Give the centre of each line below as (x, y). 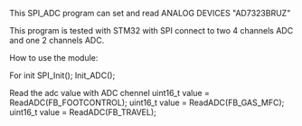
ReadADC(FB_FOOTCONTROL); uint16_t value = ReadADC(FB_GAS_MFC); (147, 102)
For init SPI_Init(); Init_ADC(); (62, 75)
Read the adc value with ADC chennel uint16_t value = (110, 93)
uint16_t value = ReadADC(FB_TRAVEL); (83, 112)
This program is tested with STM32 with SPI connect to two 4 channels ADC (151, 30)
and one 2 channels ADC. (57, 40)
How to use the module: (54, 58)
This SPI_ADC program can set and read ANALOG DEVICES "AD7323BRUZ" (150, 13)
